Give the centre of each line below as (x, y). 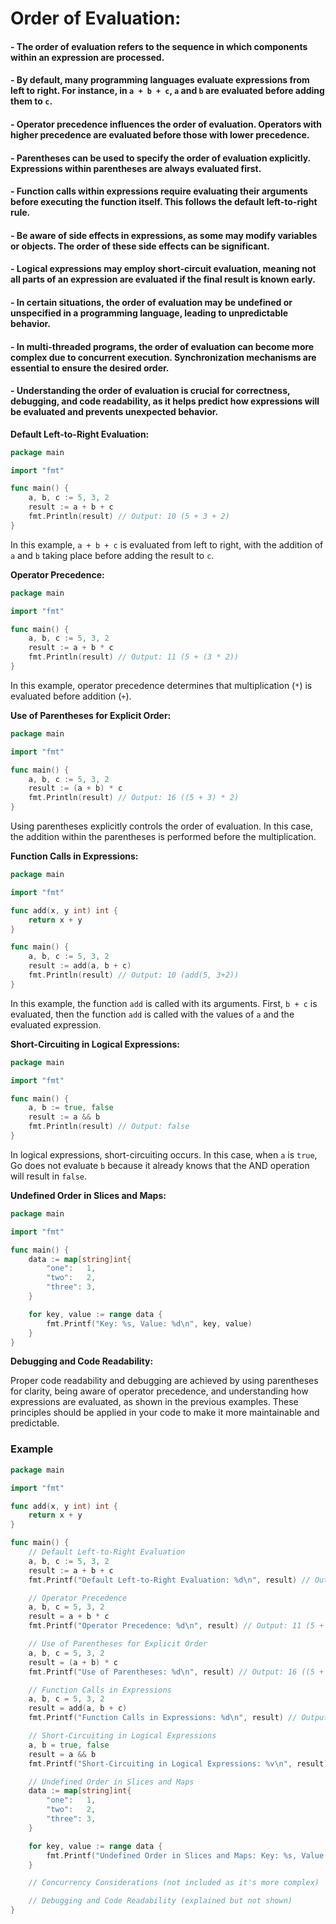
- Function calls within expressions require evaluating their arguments (159, 191)
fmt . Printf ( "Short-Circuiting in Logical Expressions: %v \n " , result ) (178, 1763)
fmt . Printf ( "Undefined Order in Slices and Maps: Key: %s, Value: (187, 1855)
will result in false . (48, 1176)
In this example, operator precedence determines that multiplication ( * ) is (161, 685)
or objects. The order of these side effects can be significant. (140, 246)
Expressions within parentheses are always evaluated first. (136, 168)
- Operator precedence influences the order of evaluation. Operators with (166, 124)
